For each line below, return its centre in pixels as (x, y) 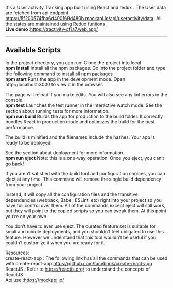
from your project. (24, 184)
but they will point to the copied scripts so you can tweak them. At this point (86, 211)
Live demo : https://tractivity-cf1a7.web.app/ (52, 29)
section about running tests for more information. (57, 111)
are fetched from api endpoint (37, 13)
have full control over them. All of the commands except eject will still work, (85, 205)
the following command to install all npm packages (59, 74)
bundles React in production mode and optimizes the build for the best (80, 122)
